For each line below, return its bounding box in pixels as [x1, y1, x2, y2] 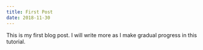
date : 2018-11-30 [6, 15, 51, 21]
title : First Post [6, 9, 53, 15]
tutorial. [6, 38, 26, 45]
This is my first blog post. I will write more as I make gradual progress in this [6, 31, 197, 38]
